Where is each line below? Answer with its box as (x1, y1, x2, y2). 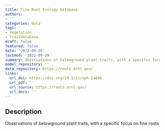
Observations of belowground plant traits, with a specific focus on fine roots (5, 121, 159, 127)
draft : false (5, 39, 32, 44)
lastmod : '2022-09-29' (5, 52, 52, 58)
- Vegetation (5, 30, 32, 35)
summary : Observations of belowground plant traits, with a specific (5, 57, 151, 62)
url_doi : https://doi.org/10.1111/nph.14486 (9, 76, 102, 80)
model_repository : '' (5, 62, 50, 67)
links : (5, 71, 19, 76)
